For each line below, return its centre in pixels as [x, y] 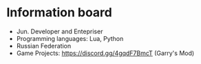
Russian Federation [44, 46]
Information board [60, 13]
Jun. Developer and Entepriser [60, 31]
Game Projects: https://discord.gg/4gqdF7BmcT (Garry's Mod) [105, 53]
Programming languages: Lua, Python [70, 38]
